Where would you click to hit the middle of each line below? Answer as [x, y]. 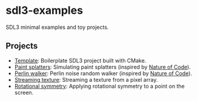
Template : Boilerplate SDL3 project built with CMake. [80, 60]
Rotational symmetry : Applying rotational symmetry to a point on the [100, 86]
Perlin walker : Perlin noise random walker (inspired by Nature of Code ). [103, 73]
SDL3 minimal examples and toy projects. [57, 27]
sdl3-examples [44, 11]
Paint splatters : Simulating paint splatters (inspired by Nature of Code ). [103, 67]
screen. [24, 92]
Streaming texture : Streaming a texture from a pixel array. [86, 79]
